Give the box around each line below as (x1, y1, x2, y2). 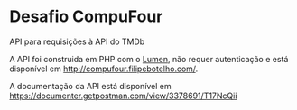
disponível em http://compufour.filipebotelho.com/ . (9, 63, 199, 74)
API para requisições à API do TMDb (9, 36, 145, 47)
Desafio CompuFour (9, 6, 163, 27)
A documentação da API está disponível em (9, 80, 172, 91)
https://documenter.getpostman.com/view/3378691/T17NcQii (9, 90, 237, 101)
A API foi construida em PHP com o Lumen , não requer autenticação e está (9, 53, 289, 64)
